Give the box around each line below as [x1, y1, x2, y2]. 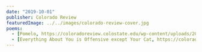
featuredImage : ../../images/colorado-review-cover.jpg [6, 20, 149, 26]
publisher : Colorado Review [6, 14, 77, 20]
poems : [6, 25, 23, 32]
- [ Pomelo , [11, 31, 39, 37]
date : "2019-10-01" [6, 8, 55, 15]
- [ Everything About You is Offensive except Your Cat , [11, 36, 155, 42]
